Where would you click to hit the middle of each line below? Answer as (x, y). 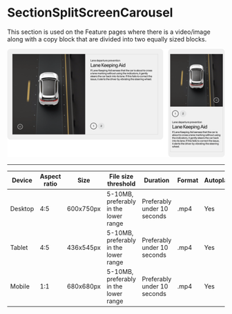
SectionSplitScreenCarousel (90, 13)
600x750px (84, 208)
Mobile (20, 286)
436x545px (84, 247)
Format (188, 180)
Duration (157, 180)
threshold (121, 184)
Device (22, 180)
